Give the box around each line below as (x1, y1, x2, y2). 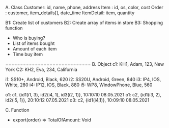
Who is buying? (12, 35, 46, 41)
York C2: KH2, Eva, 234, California (5, 66, 77, 72)
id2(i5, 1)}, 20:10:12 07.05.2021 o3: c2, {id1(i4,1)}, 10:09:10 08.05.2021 (5, 97, 150, 103)
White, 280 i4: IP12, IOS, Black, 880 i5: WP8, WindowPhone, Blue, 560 (5, 82, 153, 88)
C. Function (5, 107, 30, 113)
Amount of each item (12, 46, 57, 52)
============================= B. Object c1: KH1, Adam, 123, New (5, 61, 164, 67)
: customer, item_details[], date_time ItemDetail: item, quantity (5, 10, 135, 16)
